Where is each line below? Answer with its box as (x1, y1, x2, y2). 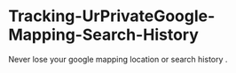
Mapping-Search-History (8, 25, 199, 45)
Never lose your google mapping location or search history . (8, 54, 228, 64)
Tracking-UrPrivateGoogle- (8, 6, 216, 26)
